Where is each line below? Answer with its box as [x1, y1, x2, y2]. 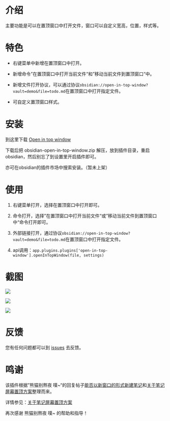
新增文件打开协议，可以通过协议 [12, 81, 80, 88]
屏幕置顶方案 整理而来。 [5, 388, 54, 395]
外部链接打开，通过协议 [12, 230, 62, 236]
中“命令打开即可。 [12, 219, 51, 225]
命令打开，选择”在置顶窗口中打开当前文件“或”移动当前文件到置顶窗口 [12, 212, 157, 219]
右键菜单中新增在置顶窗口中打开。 [12, 60, 84, 66]
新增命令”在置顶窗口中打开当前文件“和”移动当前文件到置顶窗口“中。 [12, 71, 155, 77]
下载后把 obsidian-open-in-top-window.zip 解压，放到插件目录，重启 [5, 147, 150, 153]
